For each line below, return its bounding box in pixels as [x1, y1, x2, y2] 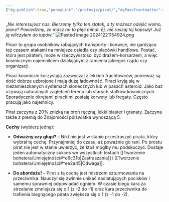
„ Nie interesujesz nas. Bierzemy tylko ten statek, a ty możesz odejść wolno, [6, 21, 162, 27]
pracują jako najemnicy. [6, 99, 55, 105]
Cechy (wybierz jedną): [6, 124, 55, 130]
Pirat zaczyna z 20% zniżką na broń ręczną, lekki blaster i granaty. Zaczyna [6, 109, 162, 115]
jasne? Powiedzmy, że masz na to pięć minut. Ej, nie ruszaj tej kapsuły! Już [6, 26, 161, 33]
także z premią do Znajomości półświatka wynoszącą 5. [6, 114, 121, 120]
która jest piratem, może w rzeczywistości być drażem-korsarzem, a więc [6, 52, 158, 58]
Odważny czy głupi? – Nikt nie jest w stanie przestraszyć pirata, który [13, 133, 158, 139]
